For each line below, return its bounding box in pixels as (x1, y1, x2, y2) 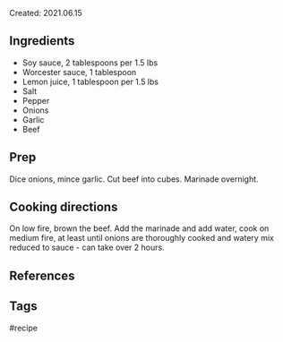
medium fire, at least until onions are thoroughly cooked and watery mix (9, 233, 275, 244)
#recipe (9, 322, 39, 333)
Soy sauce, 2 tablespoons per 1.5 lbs (21, 57, 159, 68)
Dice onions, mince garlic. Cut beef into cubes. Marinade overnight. (9, 174, 259, 184)
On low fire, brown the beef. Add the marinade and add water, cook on (9, 223, 270, 234)
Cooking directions (9, 200, 118, 215)
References (9, 268, 75, 283)
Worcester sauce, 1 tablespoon (21, 66, 137, 77)
